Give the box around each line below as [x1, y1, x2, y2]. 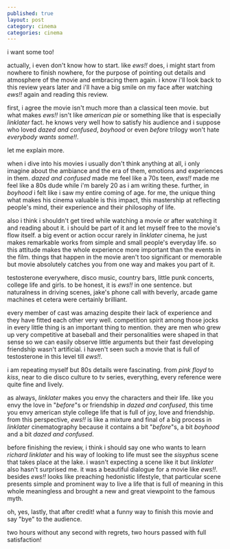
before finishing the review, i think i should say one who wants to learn [7, 443, 206, 452]
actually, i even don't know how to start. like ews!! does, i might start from [7, 61, 216, 69]
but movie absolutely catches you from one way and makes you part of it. [7, 260, 215, 268]
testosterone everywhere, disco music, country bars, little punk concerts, [7, 274, 215, 282]
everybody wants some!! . [7, 133, 79, 141]
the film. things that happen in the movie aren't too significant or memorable [7, 253, 222, 261]
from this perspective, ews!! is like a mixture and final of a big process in [7, 416, 212, 424]
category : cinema [7, 23, 57, 30]
